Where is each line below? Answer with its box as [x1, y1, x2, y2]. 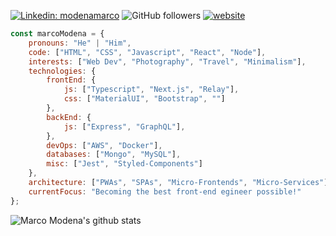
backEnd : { [46, 112, 92, 122]
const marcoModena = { [10, 29, 105, 39]
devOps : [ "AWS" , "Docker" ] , [46, 140, 163, 150]
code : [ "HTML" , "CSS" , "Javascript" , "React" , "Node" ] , [28, 47, 267, 57]
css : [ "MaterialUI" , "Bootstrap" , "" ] [63, 94, 226, 104]
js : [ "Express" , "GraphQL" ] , [63, 121, 186, 132]
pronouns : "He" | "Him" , [28, 38, 132, 48]
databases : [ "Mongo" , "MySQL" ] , [46, 150, 182, 160]
